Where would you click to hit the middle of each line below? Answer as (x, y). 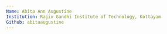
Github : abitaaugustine (35, 22)
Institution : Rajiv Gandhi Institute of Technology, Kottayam (83, 17)
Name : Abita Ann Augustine (39, 11)
